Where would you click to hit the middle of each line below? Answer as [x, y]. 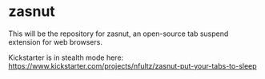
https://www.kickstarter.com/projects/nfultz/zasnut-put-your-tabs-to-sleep [133, 65]
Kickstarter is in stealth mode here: [66, 57]
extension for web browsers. [55, 41]
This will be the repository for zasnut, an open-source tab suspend [118, 34]
